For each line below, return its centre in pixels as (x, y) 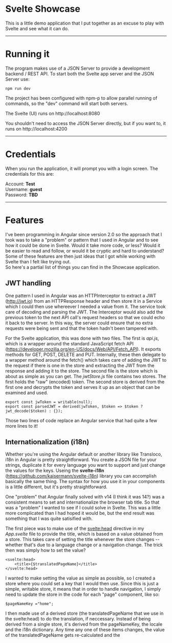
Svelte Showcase (43, 9)
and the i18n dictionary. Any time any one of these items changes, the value (85, 630)
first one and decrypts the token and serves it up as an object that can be (83, 387)
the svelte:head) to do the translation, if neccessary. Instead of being (78, 619)
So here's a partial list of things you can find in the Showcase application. (83, 267)
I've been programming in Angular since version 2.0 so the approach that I (84, 234)
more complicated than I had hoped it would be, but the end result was (80, 513)
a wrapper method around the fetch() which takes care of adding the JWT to (86, 360)
